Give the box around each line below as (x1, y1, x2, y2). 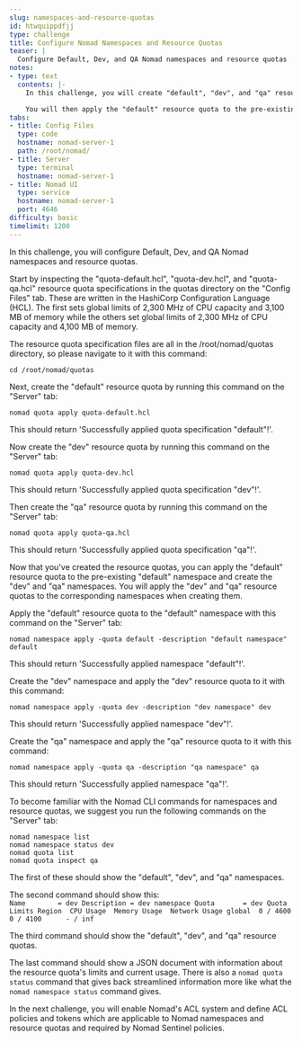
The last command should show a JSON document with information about (9, 957, 283, 967)
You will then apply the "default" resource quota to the (25, 104, 247, 113)
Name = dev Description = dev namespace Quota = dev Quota (9, 898, 288, 908)
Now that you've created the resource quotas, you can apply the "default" (9, 561, 283, 572)
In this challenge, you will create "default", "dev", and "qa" (25, 88, 271, 97)
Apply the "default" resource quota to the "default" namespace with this (9, 608, 277, 619)
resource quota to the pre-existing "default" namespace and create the (9, 571, 272, 582)
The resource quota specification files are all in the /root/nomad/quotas (9, 338, 274, 349)
